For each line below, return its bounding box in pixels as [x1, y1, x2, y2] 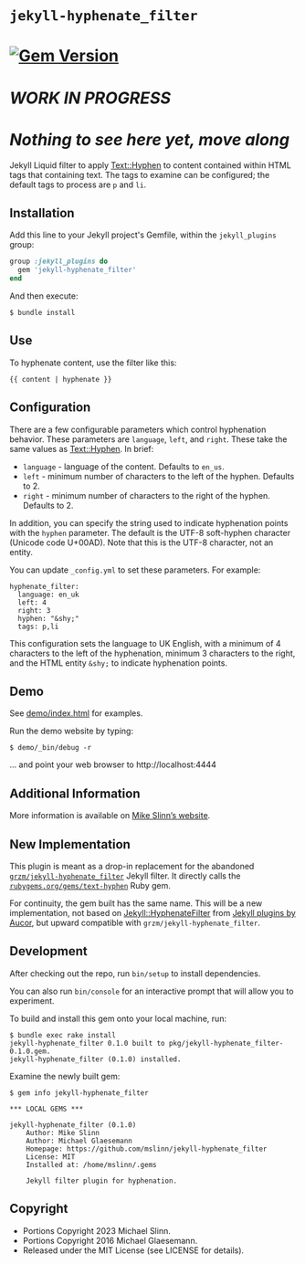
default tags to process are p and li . [9, 179, 147, 190]
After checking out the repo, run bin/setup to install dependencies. [9, 967, 261, 979]
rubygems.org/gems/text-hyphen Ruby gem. [9, 880, 171, 890]
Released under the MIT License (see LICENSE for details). [22, 1245, 245, 1256]
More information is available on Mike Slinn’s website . [9, 810, 211, 821]
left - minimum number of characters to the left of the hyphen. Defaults [22, 470, 295, 481]
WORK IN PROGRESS [9, 88, 172, 108]
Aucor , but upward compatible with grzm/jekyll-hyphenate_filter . [9, 917, 260, 928]
